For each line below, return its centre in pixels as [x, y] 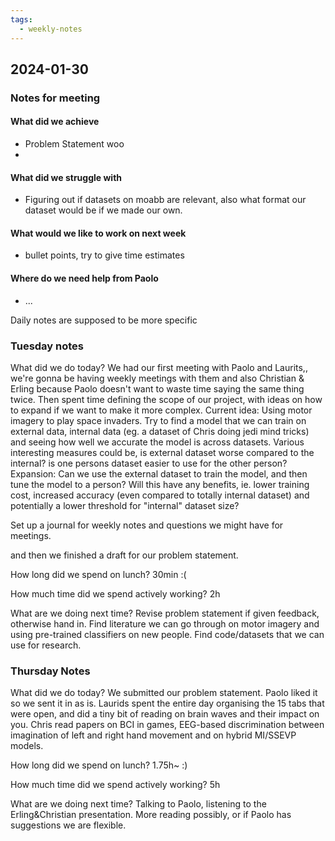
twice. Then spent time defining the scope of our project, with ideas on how [166, 399]
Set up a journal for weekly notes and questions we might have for [147, 525]
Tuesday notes [47, 346]
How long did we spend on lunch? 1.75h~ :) [99, 765]
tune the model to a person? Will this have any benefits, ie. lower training [160, 484]
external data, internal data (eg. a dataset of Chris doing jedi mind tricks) [160, 431]
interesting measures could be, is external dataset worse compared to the [162, 452]
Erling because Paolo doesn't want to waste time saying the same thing [157, 388]
